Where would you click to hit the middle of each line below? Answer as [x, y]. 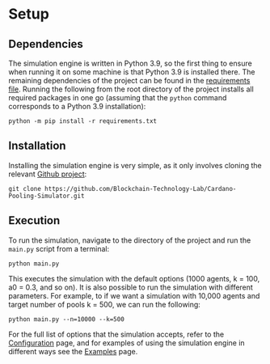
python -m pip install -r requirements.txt [83, 121]
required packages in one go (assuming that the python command [118, 97]
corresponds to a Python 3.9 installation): [77, 106]
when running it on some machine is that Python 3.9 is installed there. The [132, 72]
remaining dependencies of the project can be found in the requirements [129, 80]
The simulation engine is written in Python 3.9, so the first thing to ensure [130, 63]
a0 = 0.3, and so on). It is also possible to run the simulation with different [131, 287]
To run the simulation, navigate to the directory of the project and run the [130, 240]
